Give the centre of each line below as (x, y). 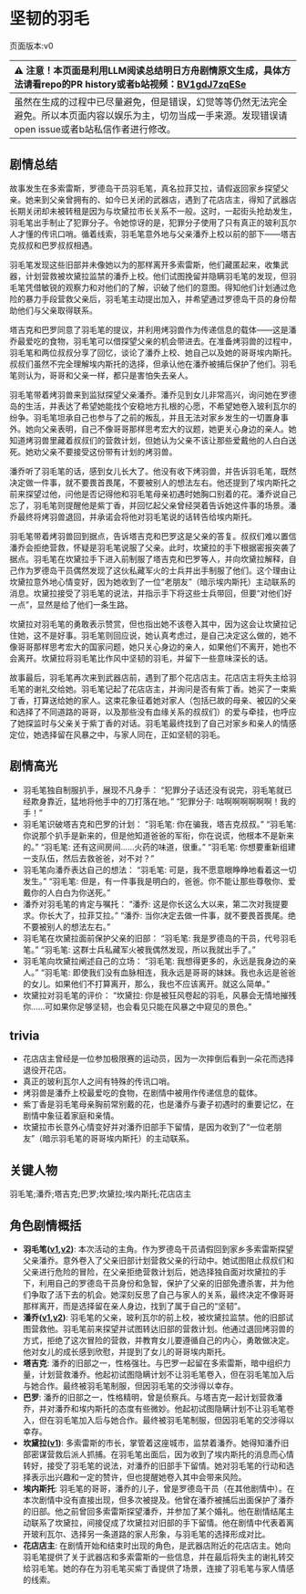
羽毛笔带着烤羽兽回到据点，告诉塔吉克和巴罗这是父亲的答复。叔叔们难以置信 (153, 536)
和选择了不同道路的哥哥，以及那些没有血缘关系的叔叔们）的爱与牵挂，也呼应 (153, 712)
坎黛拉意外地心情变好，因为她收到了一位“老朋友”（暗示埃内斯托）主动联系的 (153, 581)
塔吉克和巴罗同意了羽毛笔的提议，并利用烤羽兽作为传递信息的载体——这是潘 (153, 329)
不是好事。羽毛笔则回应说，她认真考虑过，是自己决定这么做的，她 (164, 635)
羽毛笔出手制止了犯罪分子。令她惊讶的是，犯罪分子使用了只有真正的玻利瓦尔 (153, 222)
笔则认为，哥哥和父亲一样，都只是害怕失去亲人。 (101, 375)
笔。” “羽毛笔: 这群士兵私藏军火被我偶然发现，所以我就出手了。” (139, 949)
